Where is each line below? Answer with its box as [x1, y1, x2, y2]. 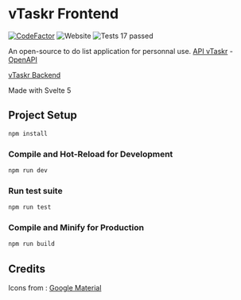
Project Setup [8, 109, 78, 122]
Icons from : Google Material [8, 283, 102, 292]
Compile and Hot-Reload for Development [8, 148, 173, 160]
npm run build [8, 240, 56, 248]
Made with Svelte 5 [8, 85, 72, 95]
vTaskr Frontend [8, 5, 119, 23]
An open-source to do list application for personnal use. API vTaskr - [8, 46, 233, 56]
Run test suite [8, 185, 63, 196]
